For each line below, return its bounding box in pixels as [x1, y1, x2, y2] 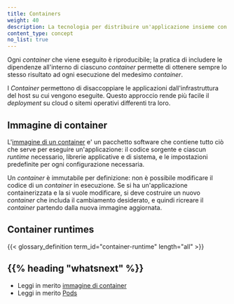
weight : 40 [7, 17, 39, 24]
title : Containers [7, 10, 61, 18]
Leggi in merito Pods [17, 289, 78, 297]
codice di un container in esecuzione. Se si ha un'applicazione [7, 181, 188, 189]
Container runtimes [7, 223, 95, 235]
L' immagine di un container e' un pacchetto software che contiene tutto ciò [7, 137, 224, 146]
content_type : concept [7, 29, 74, 37]
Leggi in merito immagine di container [17, 281, 128, 289]
